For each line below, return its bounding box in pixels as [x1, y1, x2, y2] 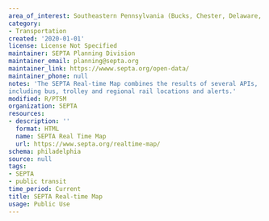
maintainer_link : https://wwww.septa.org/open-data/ [8, 65, 190, 73]
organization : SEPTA [8, 102, 78, 110]
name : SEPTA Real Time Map [15, 132, 107, 140]
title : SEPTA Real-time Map [8, 192, 103, 201]
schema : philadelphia [8, 147, 82, 155]
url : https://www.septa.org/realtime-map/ [15, 139, 161, 148]
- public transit [8, 177, 67, 186]
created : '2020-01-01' [8, 34, 85, 43]
